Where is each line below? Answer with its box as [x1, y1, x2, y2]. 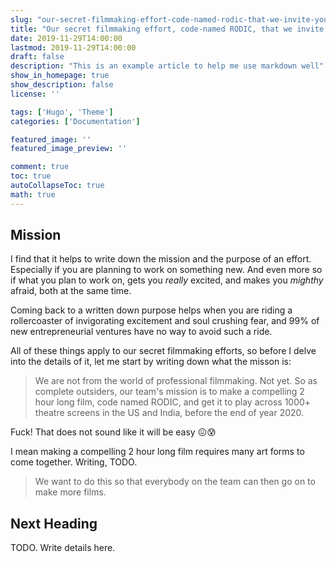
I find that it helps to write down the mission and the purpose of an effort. [10, 253, 312, 265]
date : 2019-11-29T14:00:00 [10, 33, 123, 43]
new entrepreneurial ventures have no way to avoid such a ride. [10, 326, 273, 338]
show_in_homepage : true [10, 71, 110, 81]
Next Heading [10, 515, 98, 532]
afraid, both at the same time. [10, 285, 132, 297]
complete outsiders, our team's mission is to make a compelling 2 [34, 386, 305, 398]
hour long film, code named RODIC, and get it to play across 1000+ [34, 396, 312, 408]
